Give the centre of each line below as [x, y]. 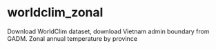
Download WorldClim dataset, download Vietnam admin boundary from [108, 31]
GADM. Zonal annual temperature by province [72, 38]
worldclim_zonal [55, 13]
